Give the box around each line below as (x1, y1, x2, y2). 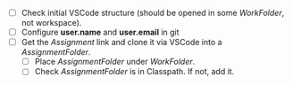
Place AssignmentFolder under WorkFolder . (34, 57, 196, 67)
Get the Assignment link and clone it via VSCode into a (21, 37, 222, 48)
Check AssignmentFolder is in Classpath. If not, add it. (34, 66, 235, 77)
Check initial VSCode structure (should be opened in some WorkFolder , (21, 8, 285, 18)
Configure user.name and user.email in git (21, 27, 180, 38)
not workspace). (21, 18, 82, 28)
